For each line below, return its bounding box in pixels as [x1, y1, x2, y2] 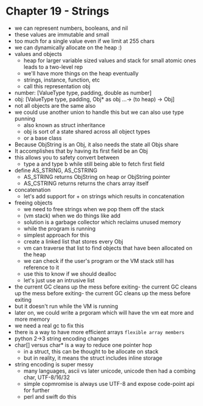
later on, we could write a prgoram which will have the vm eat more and [14, 309, 194, 316]
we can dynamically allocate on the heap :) [14, 44, 122, 51]
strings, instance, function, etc [23, 76, 100, 83]
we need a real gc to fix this [14, 321, 84, 329]
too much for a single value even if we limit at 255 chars [14, 37, 155, 44]
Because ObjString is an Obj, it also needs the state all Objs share [14, 141, 179, 148]
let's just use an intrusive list [23, 276, 95, 284]
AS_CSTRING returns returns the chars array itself [23, 180, 149, 187]
